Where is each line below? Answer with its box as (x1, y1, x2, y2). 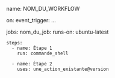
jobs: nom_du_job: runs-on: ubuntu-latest (6, 28, 109, 35)
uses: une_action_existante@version (17, 66, 110, 72)
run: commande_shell (17, 50, 69, 56)
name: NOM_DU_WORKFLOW (6, 5, 80, 12)
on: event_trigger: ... (6, 17, 56, 23)
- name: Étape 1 (11, 45, 52, 51)
